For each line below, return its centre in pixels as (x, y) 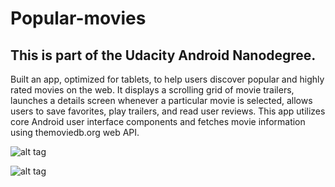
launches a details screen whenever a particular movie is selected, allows (161, 100)
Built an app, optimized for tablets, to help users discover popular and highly (167, 79)
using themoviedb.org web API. (75, 132)
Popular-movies (78, 18)
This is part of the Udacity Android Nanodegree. (163, 55)
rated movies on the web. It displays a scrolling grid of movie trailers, (152, 90)
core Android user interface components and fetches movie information (158, 121)
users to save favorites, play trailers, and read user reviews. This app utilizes (168, 111)
